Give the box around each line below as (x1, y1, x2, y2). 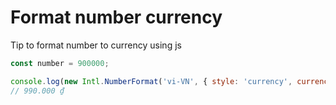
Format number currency (10, 6, 223, 29)
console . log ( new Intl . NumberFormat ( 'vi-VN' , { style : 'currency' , (10, 76, 293, 86)
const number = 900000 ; (10, 58, 110, 68)
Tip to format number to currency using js (10, 39, 182, 51)
